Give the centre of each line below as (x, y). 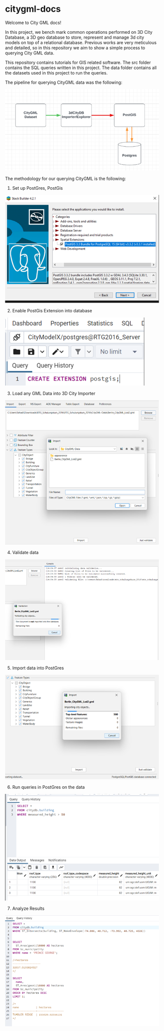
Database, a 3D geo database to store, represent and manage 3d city (75, 37)
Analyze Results (28, 908)
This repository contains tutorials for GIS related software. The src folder (78, 62)
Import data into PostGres (38, 668)
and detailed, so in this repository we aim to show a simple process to (75, 48)
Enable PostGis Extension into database (52, 310)
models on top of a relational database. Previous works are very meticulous (81, 42)
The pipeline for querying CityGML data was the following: (64, 82)
